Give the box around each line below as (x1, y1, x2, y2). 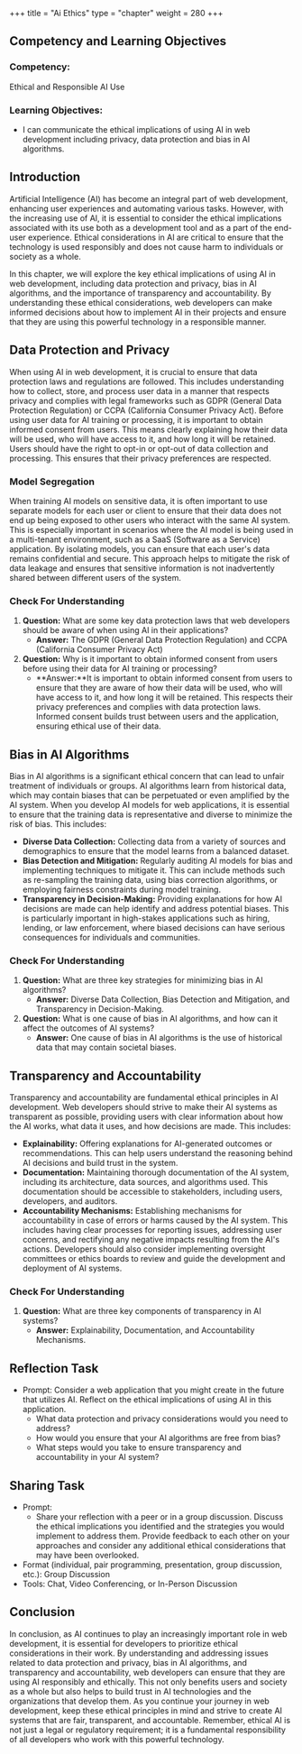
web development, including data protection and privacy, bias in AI (9, 278, 257, 289)
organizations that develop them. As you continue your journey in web (9, 1695, 270, 1706)
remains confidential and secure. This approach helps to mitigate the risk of (9, 553, 290, 564)
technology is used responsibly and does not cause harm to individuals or (9, 241, 284, 252)
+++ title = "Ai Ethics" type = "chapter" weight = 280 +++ (9, 8, 224, 18)
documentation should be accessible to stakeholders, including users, (22, 1186, 283, 1198)
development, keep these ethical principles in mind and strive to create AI (9, 1704, 282, 1716)
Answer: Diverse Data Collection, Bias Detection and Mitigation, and (35, 994, 290, 1005)
